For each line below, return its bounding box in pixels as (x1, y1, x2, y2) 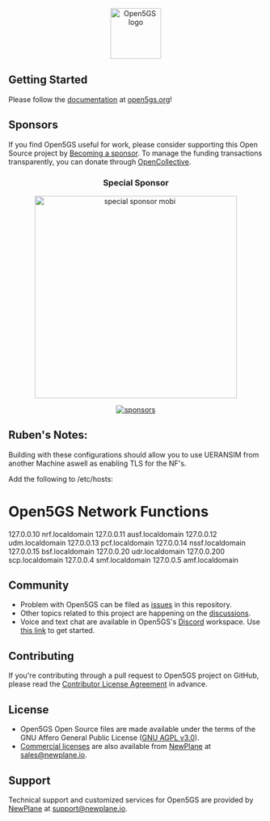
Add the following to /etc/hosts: (8, 474, 113, 483)
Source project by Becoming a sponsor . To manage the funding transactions (8, 148, 263, 158)
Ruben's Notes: (8, 428, 88, 442)
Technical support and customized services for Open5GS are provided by (8, 794, 254, 805)
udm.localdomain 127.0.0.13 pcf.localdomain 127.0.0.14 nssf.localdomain (8, 538, 247, 547)
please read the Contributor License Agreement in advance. (8, 679, 208, 689)
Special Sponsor (103, 177, 169, 188)
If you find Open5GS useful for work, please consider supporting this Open (8, 139, 259, 149)
